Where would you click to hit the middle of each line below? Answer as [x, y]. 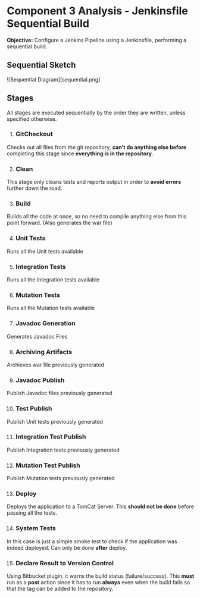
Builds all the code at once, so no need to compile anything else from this [97, 217]
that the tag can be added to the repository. [60, 589]
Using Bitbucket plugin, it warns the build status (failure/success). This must [101, 576]
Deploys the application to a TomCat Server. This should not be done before [100, 506]
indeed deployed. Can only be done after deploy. [67, 547]
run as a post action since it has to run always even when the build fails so [99, 583]
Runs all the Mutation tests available [51, 308]
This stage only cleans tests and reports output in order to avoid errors [94, 182]
